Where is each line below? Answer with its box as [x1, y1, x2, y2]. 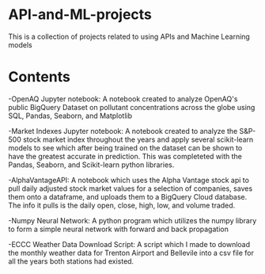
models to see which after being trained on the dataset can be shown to [8, 143, 243, 152]
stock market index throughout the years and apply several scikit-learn [22, 135, 254, 144]
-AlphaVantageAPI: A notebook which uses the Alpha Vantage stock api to [8, 175, 249, 185]
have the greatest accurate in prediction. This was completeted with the [8, 151, 243, 161]
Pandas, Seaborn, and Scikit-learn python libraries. [8, 160, 175, 169]
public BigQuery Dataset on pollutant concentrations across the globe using [8, 102, 256, 112]
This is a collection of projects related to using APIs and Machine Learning [8, 32, 251, 41]
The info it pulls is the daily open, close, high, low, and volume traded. [8, 200, 236, 210]
